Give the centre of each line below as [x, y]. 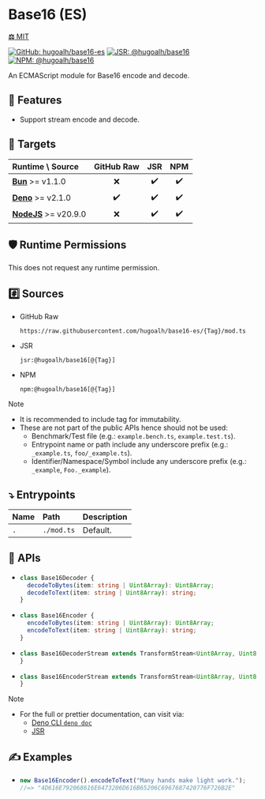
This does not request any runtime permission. [84, 268]
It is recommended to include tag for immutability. [100, 420]
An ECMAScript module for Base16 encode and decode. [99, 75]
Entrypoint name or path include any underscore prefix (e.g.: [130, 445]
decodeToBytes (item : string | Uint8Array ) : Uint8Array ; [121, 585]
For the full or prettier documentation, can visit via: [102, 714]
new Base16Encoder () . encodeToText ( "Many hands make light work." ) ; [133, 781]
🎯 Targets [32, 144]
